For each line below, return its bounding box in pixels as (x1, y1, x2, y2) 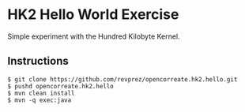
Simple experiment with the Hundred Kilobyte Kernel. (7, 32, 180, 41)
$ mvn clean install (7, 89, 76, 97)
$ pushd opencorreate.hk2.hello (7, 82, 114, 90)
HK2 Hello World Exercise (7, 6, 179, 24)
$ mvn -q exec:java (7, 96, 72, 104)
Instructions (7, 54, 69, 68)
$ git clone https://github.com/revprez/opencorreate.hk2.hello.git (7, 75, 238, 84)
